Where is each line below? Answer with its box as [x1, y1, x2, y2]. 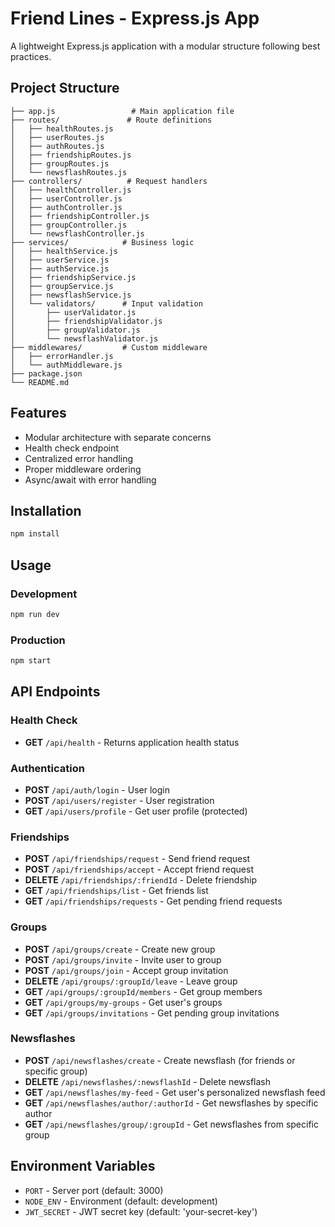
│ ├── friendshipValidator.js [10, 316, 163, 326]
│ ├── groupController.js [10, 220, 128, 230]
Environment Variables [10, 1158, 156, 1175]
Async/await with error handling [24, 473, 157, 486]
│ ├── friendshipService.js [10, 272, 137, 282]
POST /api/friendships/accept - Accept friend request [24, 863, 254, 876]
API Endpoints [10, 683, 101, 701]
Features [10, 405, 67, 422]
